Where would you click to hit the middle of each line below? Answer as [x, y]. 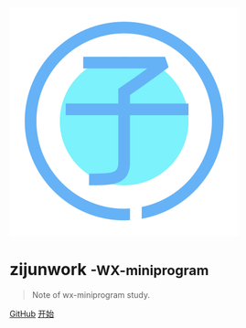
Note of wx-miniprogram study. [91, 294]
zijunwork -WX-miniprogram [109, 270]
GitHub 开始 [32, 313]
